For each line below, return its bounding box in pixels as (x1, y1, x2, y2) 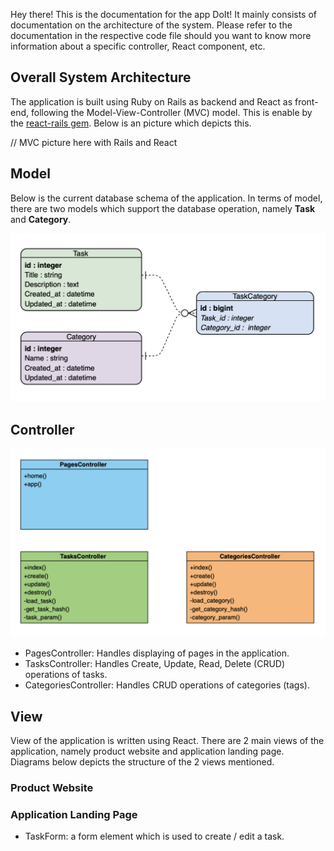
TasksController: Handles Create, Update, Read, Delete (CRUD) (24, 658, 286, 670)
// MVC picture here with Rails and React (10, 136, 178, 148)
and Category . (10, 213, 72, 225)
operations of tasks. (24, 669, 108, 681)
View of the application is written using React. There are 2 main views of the (10, 734, 325, 746)
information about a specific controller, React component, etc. (10, 40, 266, 52)
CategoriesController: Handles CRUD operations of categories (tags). (24, 679, 310, 691)
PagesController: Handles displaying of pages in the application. (24, 647, 290, 659)
